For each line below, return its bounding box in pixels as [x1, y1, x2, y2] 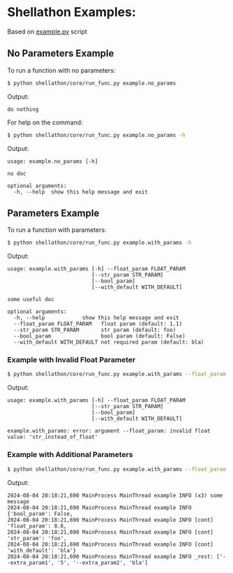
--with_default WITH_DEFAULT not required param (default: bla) [13, 339, 204, 346]
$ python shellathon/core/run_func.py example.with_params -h [7, 239, 192, 247]
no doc [7, 170, 27, 177]
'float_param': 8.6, [7, 522, 68, 530]
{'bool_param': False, [7, 510, 73, 517]
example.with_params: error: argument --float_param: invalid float [7, 428, 211, 435]
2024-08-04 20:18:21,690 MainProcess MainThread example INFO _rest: [7, 553, 214, 560]
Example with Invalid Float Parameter [7, 355, 136, 365]
